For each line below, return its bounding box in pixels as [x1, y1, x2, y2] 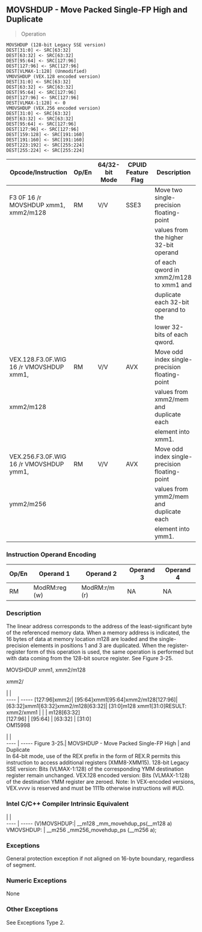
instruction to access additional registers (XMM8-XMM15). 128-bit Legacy [6, 759, 189, 766]
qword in [154, 265, 180, 274]
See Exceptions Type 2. [6, 919, 65, 926]
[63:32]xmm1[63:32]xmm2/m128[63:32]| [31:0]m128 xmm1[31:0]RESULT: [6, 702, 187, 710]
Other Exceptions [6, 905, 58, 913]
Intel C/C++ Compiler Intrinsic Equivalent [6, 799, 129, 808]
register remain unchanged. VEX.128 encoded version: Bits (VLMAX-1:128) [6, 772, 190, 779]
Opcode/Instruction [10, 168, 67, 177]
